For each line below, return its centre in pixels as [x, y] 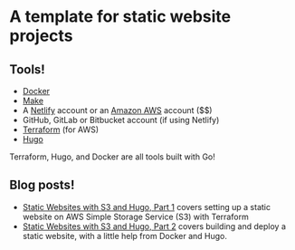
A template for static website [120, 17]
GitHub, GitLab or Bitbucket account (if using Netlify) [121, 120]
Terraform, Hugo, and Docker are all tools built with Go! [112, 157]
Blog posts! [42, 185]
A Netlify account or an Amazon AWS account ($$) [117, 110]
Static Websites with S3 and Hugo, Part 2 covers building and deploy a [154, 226]
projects [42, 36]
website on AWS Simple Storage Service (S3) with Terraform [135, 216]
